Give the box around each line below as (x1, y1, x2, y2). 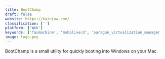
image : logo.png (5, 35, 39, 40)
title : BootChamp (5, 7, 41, 12)
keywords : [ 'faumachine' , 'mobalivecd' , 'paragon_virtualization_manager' (5, 30, 163, 35)
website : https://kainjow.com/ (5, 16, 70, 21)
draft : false (5, 12, 32, 17)
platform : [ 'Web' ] (5, 26, 43, 30)
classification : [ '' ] (5, 21, 50, 26)
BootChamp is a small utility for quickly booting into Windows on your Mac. (5, 48, 158, 54)
